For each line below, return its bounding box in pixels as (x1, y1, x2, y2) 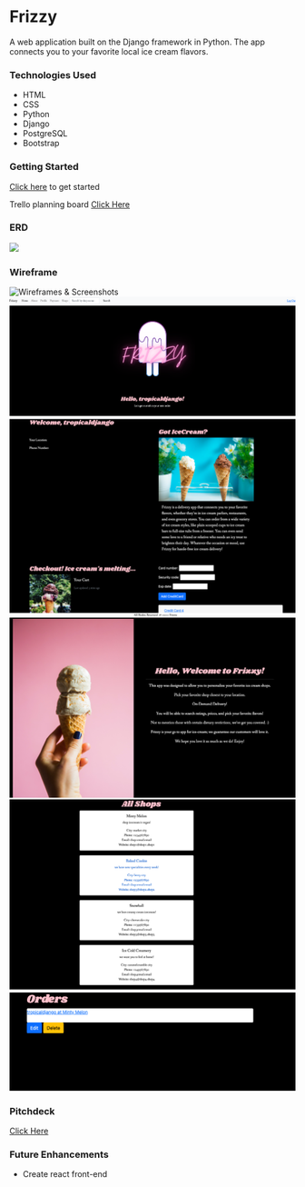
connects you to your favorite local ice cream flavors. (9, 45, 209, 56)
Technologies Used (9, 68, 97, 81)
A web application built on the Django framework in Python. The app (9, 36, 266, 47)
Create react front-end (22, 1169, 108, 1180)
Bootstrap (22, 138, 60, 149)
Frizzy (9, 6, 57, 27)
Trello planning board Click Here (9, 198, 131, 210)
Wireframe (9, 265, 58, 278)
